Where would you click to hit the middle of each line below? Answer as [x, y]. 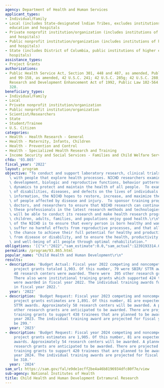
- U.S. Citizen [20, 128]
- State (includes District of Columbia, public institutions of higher [81, 50]
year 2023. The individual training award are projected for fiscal [85, 319]
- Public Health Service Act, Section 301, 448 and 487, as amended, [77, 73]
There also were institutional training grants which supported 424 [85, 278]
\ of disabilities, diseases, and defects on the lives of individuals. [85, 191]
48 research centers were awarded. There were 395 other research [84, 274]
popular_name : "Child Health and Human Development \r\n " [64, 255]
